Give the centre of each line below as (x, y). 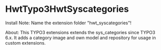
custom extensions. (26, 43)
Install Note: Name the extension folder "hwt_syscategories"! (68, 23)
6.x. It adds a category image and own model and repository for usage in (80, 38)
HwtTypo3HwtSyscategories (67, 9)
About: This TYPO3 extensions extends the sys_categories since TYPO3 (80, 32)
